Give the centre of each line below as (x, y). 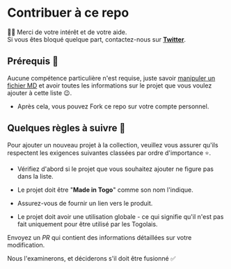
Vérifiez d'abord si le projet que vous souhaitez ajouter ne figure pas (115, 169)
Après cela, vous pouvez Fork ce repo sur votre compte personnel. (113, 106)
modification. (26, 245)
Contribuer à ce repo (68, 13)
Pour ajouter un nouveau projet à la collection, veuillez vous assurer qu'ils (113, 145)
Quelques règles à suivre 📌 (66, 128)
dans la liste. (35, 176)
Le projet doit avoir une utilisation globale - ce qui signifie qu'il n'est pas (120, 216)
